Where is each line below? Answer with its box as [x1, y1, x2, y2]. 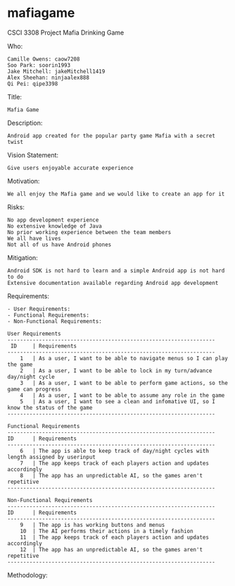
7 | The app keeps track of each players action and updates [20, 460, 210, 467]
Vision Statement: [7, 150, 58, 159]
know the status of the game [7, 404, 93, 411]
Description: [7, 118, 43, 127]
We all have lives [7, 235, 61, 242]
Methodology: [7, 570, 48, 579]
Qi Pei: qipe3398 [7, 80, 58, 87]
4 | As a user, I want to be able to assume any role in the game [20, 391, 225, 399]
